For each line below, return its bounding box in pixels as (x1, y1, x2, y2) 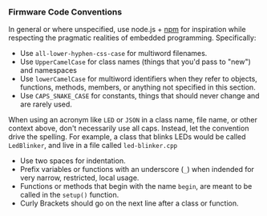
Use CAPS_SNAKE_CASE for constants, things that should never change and (19, 91, 260, 101)
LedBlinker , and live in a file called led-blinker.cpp (8, 141, 178, 150)
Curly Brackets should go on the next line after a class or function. (19, 198, 239, 208)
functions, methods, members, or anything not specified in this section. (19, 82, 257, 92)
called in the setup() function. (19, 190, 119, 200)
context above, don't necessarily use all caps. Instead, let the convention (8, 123, 249, 134)
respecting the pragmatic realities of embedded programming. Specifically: (8, 33, 257, 42)
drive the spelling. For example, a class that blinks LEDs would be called (8, 132, 246, 142)
